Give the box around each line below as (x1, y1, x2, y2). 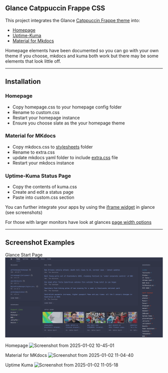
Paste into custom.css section (12, 194, 74, 200)
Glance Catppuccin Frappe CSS (5, 4, 105, 13)
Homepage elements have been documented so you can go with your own (5, 47, 159, 53)
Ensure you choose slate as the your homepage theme (12, 120, 125, 126)
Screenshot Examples (5, 238, 75, 247)
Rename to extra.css (12, 149, 55, 155)
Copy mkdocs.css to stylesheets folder (12, 144, 93, 150)
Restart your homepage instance (12, 114, 80, 120)
